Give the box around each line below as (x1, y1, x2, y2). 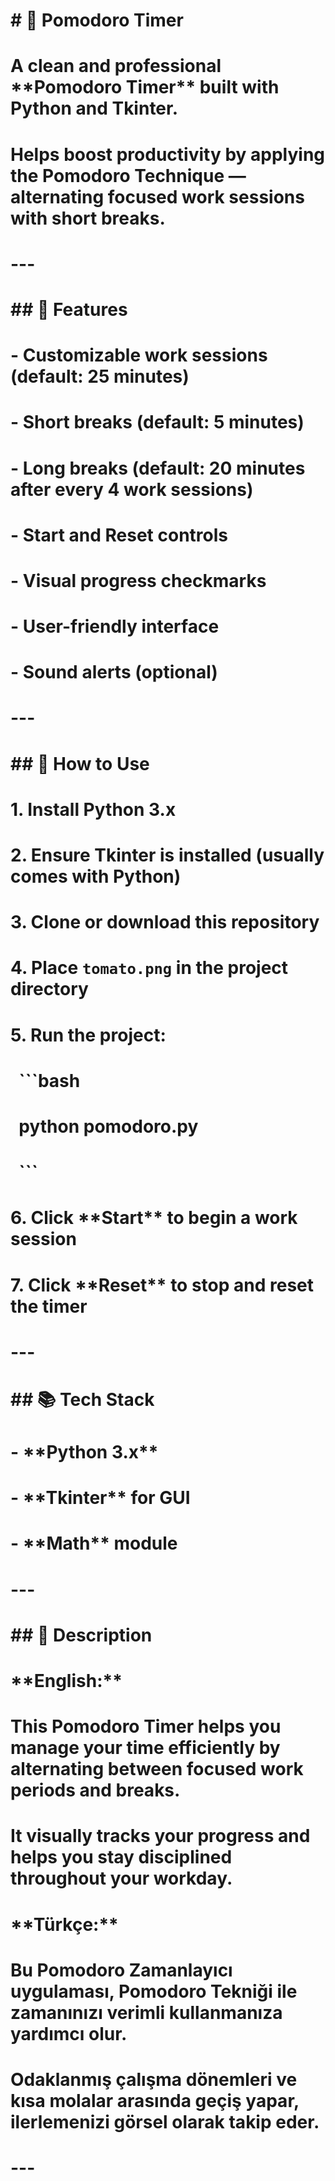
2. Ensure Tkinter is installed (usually (10, 844, 325, 866)
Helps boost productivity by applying (10, 143, 326, 166)
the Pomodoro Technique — (10, 164, 247, 187)
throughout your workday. (10, 1867, 233, 1890)
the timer (10, 1295, 88, 1318)
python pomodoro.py (18, 1115, 199, 1138)
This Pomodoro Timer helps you (10, 1715, 282, 1738)
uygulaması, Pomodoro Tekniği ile (10, 1980, 298, 2003)
